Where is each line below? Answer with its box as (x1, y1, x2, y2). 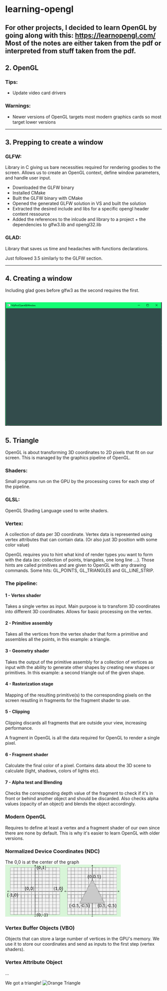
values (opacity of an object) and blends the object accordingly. (5, 801, 136, 807)
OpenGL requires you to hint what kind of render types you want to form (5, 552, 153, 558)
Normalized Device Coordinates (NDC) (5, 847, 100, 854)
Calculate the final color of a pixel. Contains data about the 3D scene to (5, 763, 152, 769)
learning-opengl (5, 3, 74, 15)
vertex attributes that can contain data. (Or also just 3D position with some (5, 537, 158, 543)
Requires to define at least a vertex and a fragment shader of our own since (5, 825, 160, 830)
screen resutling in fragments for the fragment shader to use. (5, 697, 131, 703)
